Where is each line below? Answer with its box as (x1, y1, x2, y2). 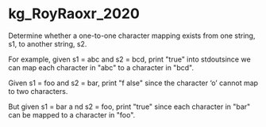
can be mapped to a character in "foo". (8, 110, 136, 119)
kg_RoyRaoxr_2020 (8, 5, 141, 23)
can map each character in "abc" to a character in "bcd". (8, 62, 195, 72)
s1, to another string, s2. (8, 39, 87, 48)
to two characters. (8, 86, 68, 95)
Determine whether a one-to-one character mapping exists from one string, (8, 31, 256, 40)
